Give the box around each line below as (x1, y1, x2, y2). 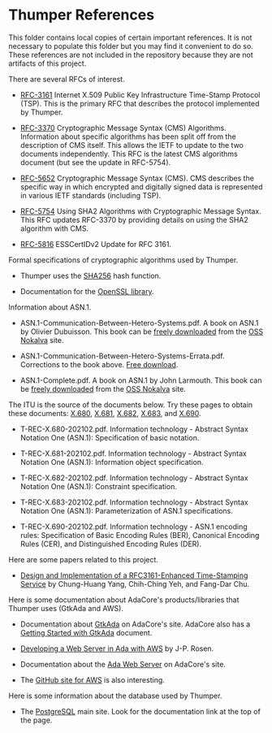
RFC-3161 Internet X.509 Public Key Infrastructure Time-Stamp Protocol (19, 89, 261, 99)
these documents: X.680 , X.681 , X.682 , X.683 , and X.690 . (8, 408, 201, 418)
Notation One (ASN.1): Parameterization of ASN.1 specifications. (19, 505, 234, 515)
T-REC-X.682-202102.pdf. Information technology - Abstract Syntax (19, 473, 249, 483)
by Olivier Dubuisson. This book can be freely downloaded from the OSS (19, 327, 264, 336)
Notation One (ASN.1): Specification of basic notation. (19, 432, 200, 442)
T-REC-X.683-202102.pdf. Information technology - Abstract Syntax (19, 497, 249, 507)
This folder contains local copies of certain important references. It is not (8, 33, 253, 42)
